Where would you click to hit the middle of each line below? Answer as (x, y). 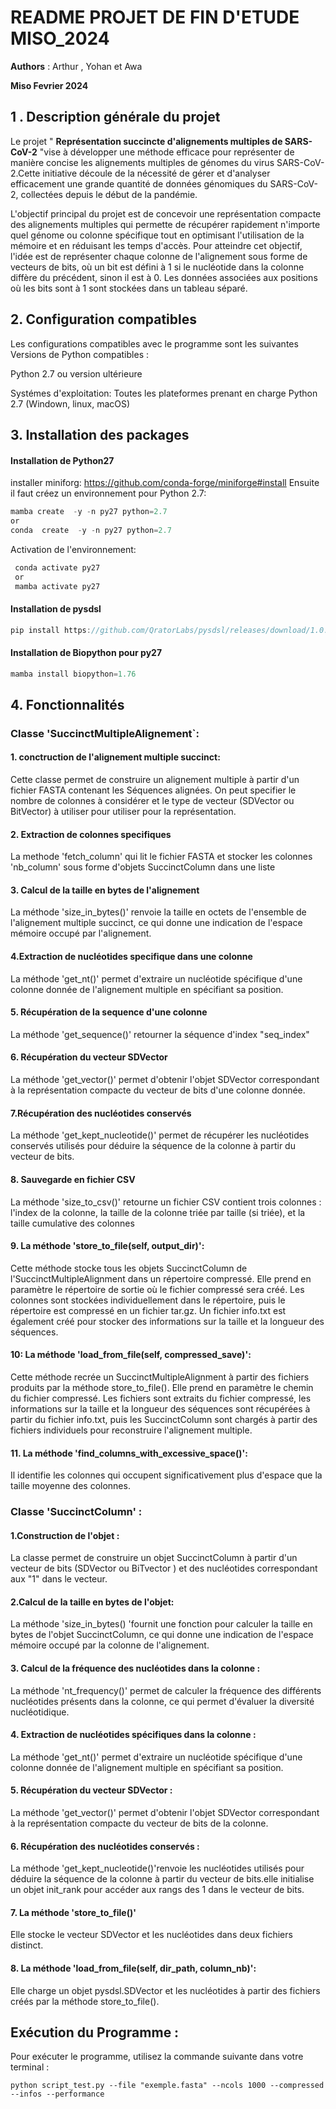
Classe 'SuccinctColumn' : (76, 1512)
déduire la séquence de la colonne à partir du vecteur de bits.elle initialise (162, 1879)
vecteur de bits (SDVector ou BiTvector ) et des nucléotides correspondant (164, 1568)
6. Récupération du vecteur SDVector (89, 1057)
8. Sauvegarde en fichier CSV (73, 1179)
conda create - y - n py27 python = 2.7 (91, 530)
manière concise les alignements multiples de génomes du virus (142, 162)
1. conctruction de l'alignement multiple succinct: (115, 757)
